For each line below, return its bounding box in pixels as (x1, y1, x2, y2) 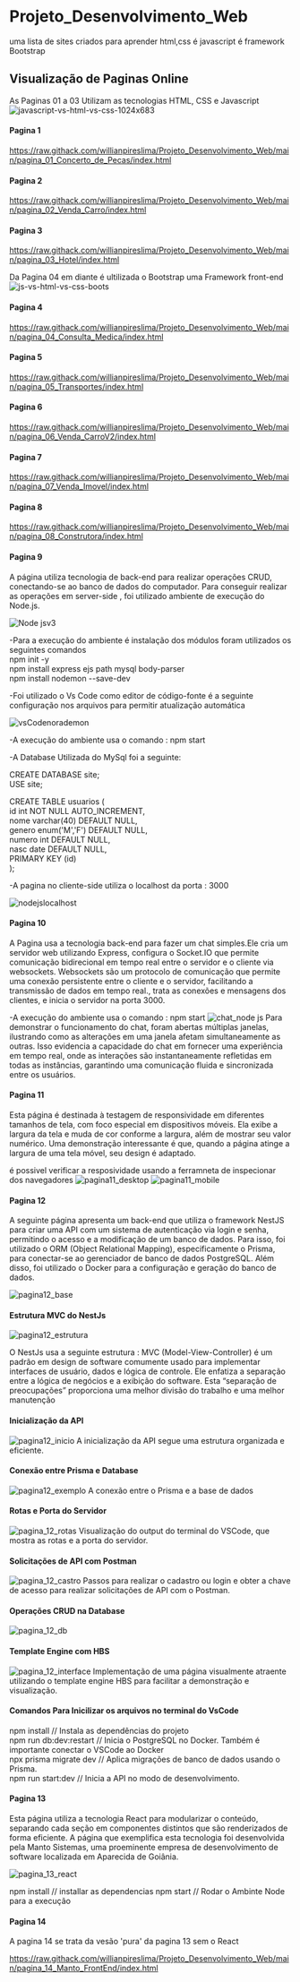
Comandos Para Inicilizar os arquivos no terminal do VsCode (9, 1705, 239, 1716)
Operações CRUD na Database (9, 1605, 125, 1616)
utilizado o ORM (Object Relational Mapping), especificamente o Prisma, (9, 1243, 276, 1255)
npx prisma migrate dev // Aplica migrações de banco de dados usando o (9, 1754, 280, 1764)
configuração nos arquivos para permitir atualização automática (9, 699, 246, 710)
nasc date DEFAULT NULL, (9, 844, 107, 854)
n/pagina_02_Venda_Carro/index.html (9, 204, 147, 216)
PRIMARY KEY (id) (9, 853, 77, 863)
